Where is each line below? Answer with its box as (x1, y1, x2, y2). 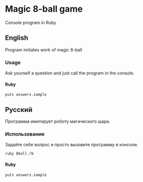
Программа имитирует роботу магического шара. (5, 118, 111, 124)
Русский (5, 105, 33, 114)
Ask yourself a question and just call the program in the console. (5, 70, 135, 76)
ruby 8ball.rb (5, 151, 34, 156)
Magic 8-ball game (5, 3, 83, 15)
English (5, 34, 28, 42)
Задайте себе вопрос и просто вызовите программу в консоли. (5, 142, 138, 148)
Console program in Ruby (5, 20, 57, 25)
